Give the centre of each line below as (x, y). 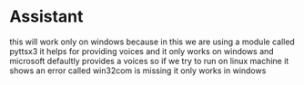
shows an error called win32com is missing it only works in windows (138, 71)
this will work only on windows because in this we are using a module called (152, 42)
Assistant (46, 17)
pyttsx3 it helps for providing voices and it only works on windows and (142, 51)
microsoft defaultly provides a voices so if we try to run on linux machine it (149, 61)
